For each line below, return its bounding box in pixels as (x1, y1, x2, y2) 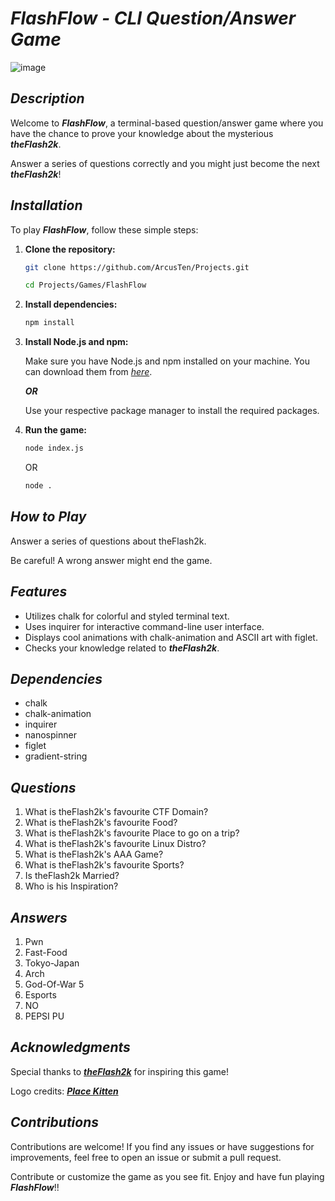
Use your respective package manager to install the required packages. (24, 405, 320, 417)
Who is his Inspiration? (24, 880, 119, 892)
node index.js (24, 443, 84, 454)
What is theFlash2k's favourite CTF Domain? (24, 806, 209, 818)
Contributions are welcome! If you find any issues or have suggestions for (10, 1140, 315, 1152)
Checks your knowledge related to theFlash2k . (24, 642, 220, 654)
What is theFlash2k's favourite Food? (24, 817, 178, 829)
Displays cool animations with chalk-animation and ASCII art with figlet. (24, 631, 318, 643)
